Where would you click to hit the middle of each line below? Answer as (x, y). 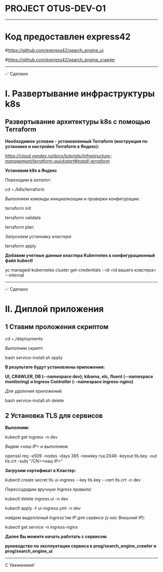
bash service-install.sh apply (34, 357)
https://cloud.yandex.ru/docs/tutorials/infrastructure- (58, 156)
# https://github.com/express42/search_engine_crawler (60, 59)
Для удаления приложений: (34, 391)
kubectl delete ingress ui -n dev (37, 498)
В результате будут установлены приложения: (55, 367)
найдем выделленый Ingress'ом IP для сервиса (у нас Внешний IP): (75, 517)
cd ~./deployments (24, 338)
